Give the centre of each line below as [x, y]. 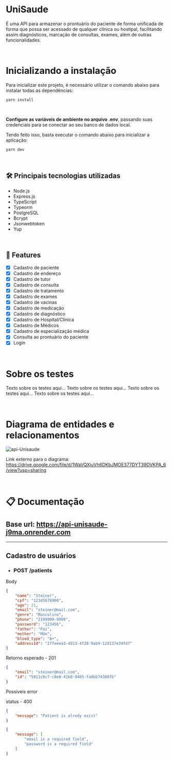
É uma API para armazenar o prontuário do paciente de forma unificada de [85, 24]
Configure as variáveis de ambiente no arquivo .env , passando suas [79, 119]
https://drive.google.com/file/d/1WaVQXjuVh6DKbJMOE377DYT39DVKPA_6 [86, 465]
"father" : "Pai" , [34, 629]
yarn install [20, 100]
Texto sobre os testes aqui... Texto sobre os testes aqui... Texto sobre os [83, 388]
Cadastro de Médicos [36, 326]
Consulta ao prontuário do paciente [51, 337]
